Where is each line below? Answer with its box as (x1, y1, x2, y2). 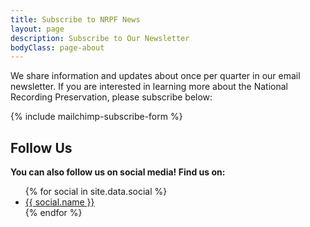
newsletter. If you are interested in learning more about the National (10, 81, 288, 93)
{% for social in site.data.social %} (24, 186, 168, 198)
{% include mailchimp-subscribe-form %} (10, 111, 183, 123)
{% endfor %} (24, 207, 83, 219)
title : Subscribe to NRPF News (10, 14, 141, 25)
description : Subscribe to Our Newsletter (10, 33, 190, 43)
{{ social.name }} (24, 196, 95, 208)
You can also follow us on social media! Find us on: (10, 166, 226, 178)
